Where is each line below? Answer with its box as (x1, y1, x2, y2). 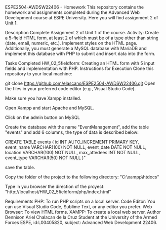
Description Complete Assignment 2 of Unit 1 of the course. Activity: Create (5, 30, 159, 35)
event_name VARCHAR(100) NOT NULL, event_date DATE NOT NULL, (5, 144, 147, 150)
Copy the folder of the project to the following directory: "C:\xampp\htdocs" (5, 174, 160, 180)
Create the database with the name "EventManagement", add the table (5, 124, 149, 130)
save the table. (5, 165, 36, 170)
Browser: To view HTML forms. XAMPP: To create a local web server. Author (5, 209, 161, 215)
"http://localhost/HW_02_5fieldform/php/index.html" (5, 189, 111, 195)
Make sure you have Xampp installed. (5, 95, 82, 101)
